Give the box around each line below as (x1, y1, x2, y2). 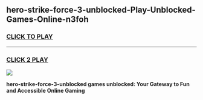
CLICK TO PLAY (6, 33, 53, 41)
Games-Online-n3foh (6, 15, 89, 25)
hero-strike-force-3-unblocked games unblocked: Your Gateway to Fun (6, 80, 190, 87)
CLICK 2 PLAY (6, 55, 48, 64)
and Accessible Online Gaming (6, 87, 85, 94)
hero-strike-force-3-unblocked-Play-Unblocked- (6, 5, 196, 15)
